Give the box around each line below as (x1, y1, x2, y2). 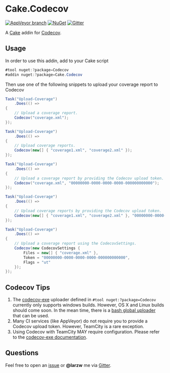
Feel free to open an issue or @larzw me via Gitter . (5, 362, 111, 368)
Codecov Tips (5, 283, 51, 292)
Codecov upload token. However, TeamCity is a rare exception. (12, 323, 144, 330)
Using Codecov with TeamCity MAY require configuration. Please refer (12, 329, 160, 335)
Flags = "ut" (23, 260, 51, 265)
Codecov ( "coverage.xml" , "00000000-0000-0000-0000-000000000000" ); (14, 180, 159, 185)
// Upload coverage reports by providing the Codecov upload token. (14, 208, 162, 213)
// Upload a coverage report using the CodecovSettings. (14, 241, 137, 246)
